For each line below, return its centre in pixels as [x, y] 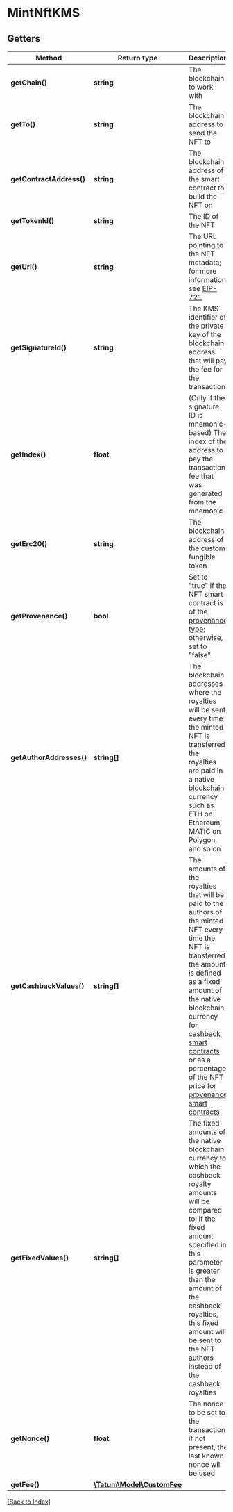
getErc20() [29, 544]
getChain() [29, 83]
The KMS [204, 309]
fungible [202, 557]
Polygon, [203, 840]
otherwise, [206, 638]
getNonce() [30, 1438]
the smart [204, 179]
